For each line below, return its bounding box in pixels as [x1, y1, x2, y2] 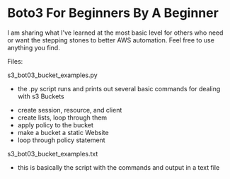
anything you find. [7, 43, 60, 52]
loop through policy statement [17, 136, 105, 144]
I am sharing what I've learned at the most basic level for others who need [7, 28, 224, 37]
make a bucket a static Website [17, 128, 109, 137]
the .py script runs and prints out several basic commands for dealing [17, 84, 221, 93]
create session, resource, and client [17, 105, 122, 114]
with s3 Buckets [17, 92, 65, 100]
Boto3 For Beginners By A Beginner [7, 5, 219, 21]
